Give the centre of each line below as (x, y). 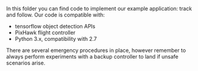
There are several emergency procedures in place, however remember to (96, 50)
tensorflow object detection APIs (55, 26)
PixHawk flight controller (45, 33)
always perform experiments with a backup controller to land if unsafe (92, 57)
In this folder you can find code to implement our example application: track (99, 9)
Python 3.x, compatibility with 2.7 (56, 39)
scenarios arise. (26, 63)
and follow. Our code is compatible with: (56, 15)
